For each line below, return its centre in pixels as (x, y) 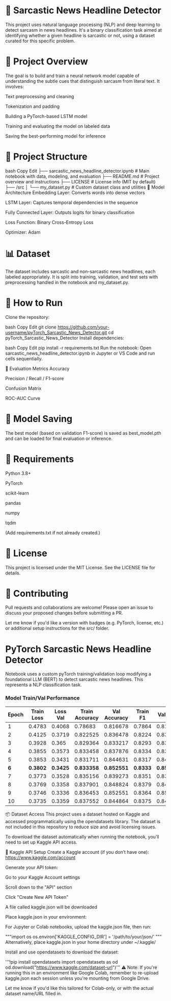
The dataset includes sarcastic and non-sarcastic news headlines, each (80, 271)
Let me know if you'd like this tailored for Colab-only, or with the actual (79, 988)
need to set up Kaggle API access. (41, 842)
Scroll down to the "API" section (39, 887)
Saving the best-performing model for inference (55, 136)
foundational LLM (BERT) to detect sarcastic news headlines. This (74, 680)
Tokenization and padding (33, 106)
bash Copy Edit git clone (31, 327)
